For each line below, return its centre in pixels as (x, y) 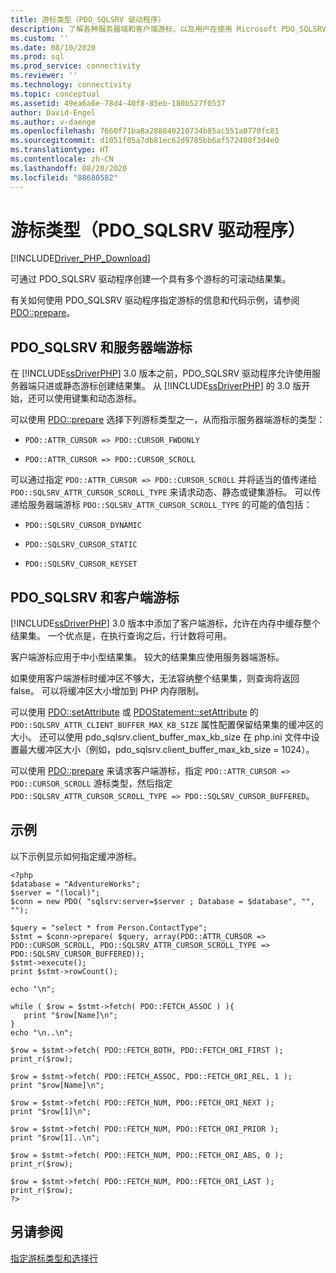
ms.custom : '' (40, 38)
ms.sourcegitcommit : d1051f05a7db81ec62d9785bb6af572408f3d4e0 (145, 141)
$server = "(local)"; (55, 892)
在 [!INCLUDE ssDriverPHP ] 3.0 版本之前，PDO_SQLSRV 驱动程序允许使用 (161, 373)
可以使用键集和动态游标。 (89, 398)
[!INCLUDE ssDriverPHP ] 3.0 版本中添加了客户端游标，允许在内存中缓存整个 (165, 623)
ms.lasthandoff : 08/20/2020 (69, 168)
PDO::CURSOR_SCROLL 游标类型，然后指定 (91, 783)
